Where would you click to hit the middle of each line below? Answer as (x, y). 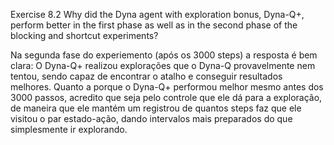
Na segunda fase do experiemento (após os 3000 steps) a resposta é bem (164, 55)
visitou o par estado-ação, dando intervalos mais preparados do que (151, 118)
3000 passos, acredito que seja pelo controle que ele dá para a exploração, (166, 97)
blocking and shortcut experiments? (84, 35)
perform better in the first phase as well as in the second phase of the (154, 25)
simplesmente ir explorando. (69, 129)
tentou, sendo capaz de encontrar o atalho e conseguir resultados (146, 76)
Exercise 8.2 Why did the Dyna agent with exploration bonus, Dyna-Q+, (157, 14)
